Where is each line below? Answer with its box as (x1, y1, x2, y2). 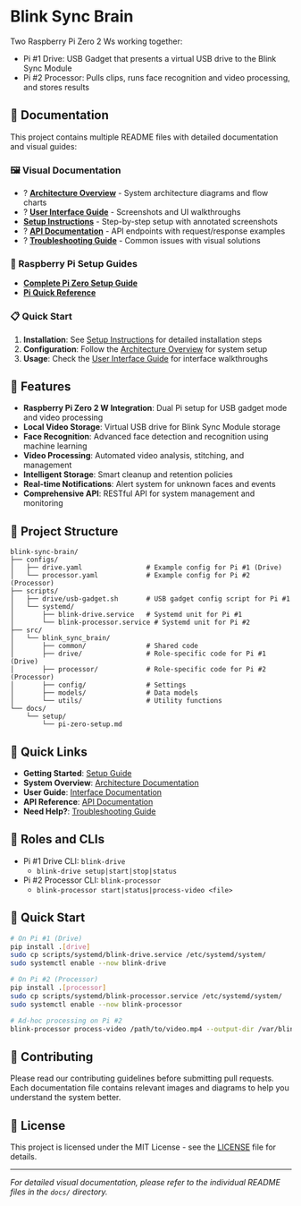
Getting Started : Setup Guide (22, 768, 132, 779)
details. (10, 1151, 38, 1162)
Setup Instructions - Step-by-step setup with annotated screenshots (22, 217, 279, 227)
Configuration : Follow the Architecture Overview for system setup (22, 343, 268, 355)
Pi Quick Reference (22, 287, 96, 298)
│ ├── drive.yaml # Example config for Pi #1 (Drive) (10, 563, 282, 572)
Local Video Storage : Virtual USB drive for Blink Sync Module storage (22, 422, 280, 432)
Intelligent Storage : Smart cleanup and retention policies (22, 469, 233, 480)
